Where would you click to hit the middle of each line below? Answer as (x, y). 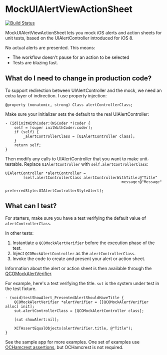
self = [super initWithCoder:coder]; (53, 128)
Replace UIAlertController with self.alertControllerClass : (86, 164)
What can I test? (31, 206)
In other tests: (19, 233)
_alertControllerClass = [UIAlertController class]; (79, 136)
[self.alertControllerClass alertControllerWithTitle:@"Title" (90, 177)
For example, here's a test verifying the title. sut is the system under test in (82, 283)
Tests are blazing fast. (35, 62)
